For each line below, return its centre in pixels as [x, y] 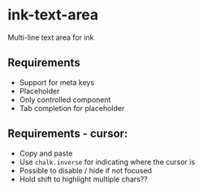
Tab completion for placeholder [72, 108]
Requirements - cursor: [68, 134]
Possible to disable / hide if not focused [85, 170]
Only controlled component [65, 100]
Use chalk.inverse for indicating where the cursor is [107, 162]
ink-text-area [53, 15]
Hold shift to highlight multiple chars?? [83, 179]
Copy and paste [46, 153]
